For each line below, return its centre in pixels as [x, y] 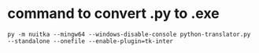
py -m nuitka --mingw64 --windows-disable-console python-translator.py [129, 34]
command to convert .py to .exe [113, 14]
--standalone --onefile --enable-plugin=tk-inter [91, 41]
